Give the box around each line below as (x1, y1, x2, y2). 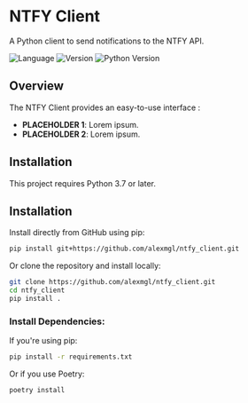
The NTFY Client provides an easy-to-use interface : (9, 102, 201, 113)
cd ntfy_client (9, 286, 66, 295)
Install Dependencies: (9, 315, 105, 328)
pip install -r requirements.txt (9, 352, 133, 361)
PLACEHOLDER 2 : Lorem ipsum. (21, 129, 141, 139)
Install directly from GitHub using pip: (9, 227, 145, 238)
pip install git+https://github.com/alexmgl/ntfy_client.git (9, 244, 240, 254)
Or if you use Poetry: (9, 368, 85, 379)
